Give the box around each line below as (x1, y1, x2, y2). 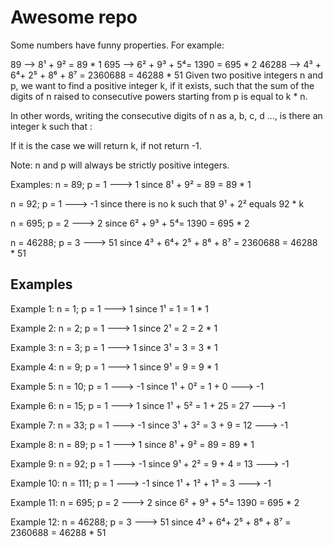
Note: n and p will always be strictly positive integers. (10, 159, 230, 171)
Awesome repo (10, 6, 138, 29)
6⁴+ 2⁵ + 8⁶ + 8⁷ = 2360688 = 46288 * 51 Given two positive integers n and (10, 69, 323, 81)
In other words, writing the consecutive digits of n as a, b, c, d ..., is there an (10, 109, 323, 121)
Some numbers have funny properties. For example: (10, 39, 225, 51)
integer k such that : (10, 120, 93, 132)
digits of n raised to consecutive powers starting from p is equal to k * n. (10, 90, 308, 102)
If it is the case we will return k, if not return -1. (10, 139, 202, 151)
